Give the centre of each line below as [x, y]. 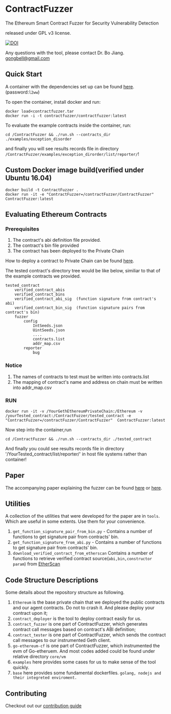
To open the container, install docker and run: [53, 102]
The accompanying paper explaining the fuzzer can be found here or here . [84, 488]
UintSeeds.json [49, 330]
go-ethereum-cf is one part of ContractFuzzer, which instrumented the [86, 646]
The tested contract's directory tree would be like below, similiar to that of [83, 271]
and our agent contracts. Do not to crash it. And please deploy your [83, 608]
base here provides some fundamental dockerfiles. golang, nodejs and [87, 673]
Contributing [26, 693]
